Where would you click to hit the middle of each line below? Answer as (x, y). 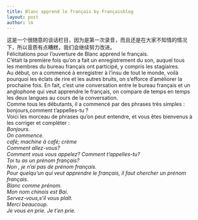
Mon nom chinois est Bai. (37, 192)
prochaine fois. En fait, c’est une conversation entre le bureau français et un (99, 86)
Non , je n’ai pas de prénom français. (52, 167)
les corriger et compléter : (38, 123)
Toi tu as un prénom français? (43, 160)
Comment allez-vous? (34, 148)
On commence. (25, 136)
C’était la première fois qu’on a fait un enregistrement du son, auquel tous (96, 60)
